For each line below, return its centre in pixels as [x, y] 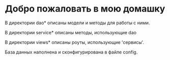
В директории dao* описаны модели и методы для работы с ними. [77, 23]
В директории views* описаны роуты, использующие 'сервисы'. [75, 42]
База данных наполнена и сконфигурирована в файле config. [71, 52]
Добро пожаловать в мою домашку [85, 9]
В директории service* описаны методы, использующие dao [71, 32]
